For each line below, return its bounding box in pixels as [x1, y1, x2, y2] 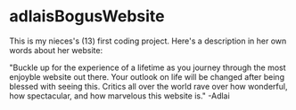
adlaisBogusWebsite [9, 6, 165, 27]
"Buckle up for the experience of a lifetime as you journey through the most [9, 62, 287, 73]
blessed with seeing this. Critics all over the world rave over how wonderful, [9, 81, 288, 91]
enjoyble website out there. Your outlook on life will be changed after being [9, 71, 285, 82]
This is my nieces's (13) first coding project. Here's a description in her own [9, 35, 287, 46]
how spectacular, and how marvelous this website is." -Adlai [9, 90, 230, 101]
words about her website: [9, 44, 103, 55]
